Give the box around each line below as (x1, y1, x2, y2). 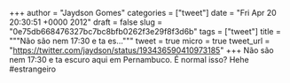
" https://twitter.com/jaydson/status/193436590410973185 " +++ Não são (9, 45, 275, 56)
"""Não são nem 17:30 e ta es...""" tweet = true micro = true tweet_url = (9, 35, 270, 46)
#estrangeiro (9, 64, 56, 74)
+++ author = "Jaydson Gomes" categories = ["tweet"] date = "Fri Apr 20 (9, 8, 277, 18)
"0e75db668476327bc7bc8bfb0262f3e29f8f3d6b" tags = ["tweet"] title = (9, 26, 281, 36)
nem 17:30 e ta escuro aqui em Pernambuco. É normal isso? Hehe (9, 55, 250, 64)
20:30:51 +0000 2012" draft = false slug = (9, 17, 163, 27)
